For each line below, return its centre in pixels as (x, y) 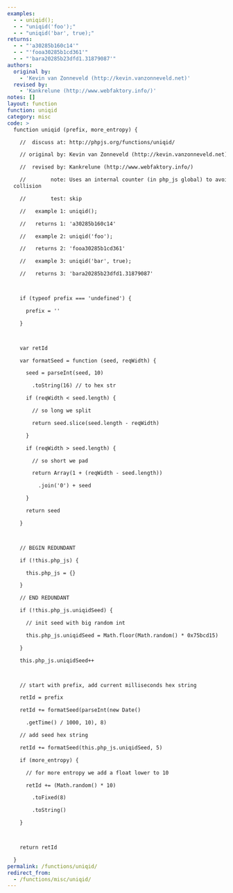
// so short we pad (60, 461)
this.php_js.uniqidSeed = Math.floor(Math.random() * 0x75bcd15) (122, 635)
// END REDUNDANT (45, 598)
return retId (38, 847)
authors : (20, 65)
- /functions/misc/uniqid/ (52, 879)
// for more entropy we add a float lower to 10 (97, 773)
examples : (21, 14)
